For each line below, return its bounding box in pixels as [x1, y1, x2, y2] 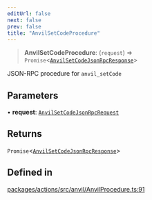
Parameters [7, 90, 59, 101]
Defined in [7, 167, 53, 178]
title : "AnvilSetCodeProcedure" [7, 29, 100, 37]
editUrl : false [7, 10, 51, 17]
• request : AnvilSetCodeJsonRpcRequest [7, 108, 120, 117]
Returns [7, 128, 43, 140]
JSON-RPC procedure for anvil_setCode [7, 69, 122, 78]
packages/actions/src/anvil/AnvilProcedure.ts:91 [7, 185, 145, 193]
